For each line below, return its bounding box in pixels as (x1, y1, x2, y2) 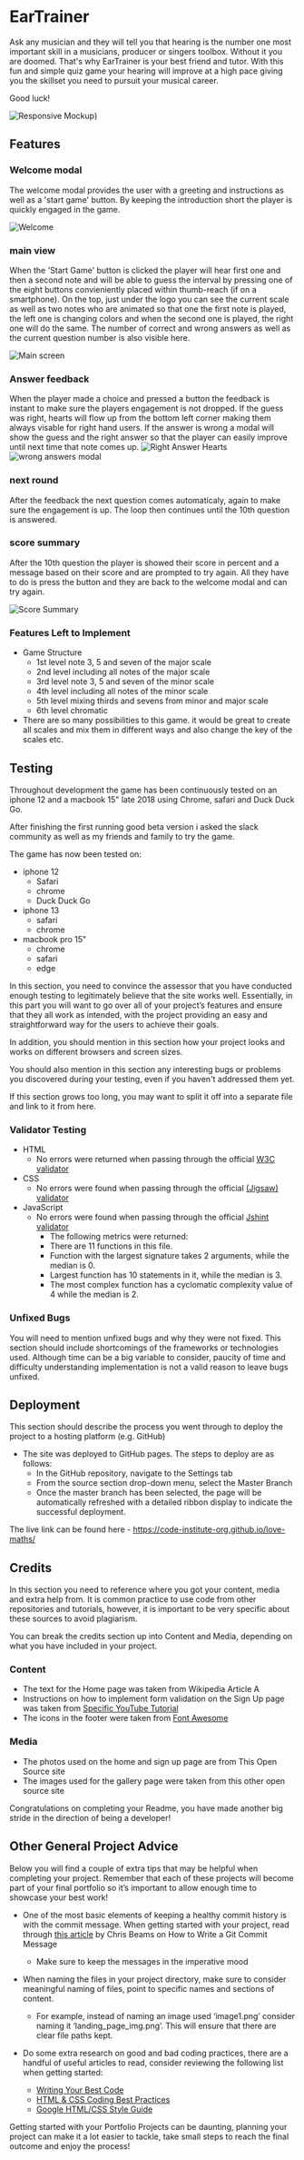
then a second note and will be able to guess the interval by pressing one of (9, 274, 293, 285)
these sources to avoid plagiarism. (9, 1613, 138, 1624)
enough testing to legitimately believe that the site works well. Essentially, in (9, 990, 293, 1000)
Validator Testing (9, 1123, 87, 1136)
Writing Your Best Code (35, 2084, 124, 2095)
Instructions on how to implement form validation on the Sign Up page (22, 1693, 285, 1705)
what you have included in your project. (9, 1640, 157, 1651)
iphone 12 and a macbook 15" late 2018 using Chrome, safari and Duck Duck (9, 793, 295, 805)
